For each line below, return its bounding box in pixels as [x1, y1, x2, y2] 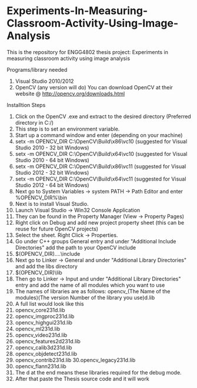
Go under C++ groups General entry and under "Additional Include [15, 238, 176, 245]
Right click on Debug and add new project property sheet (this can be [15, 219, 185, 226]
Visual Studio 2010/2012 [15, 78, 74, 85]
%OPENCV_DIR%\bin [15, 194, 67, 201]
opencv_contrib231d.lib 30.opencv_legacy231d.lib [15, 356, 136, 363]
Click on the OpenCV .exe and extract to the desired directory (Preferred [15, 113, 192, 120]
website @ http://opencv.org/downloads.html [15, 90, 125, 97]
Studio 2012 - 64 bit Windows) [15, 181, 90, 189]
